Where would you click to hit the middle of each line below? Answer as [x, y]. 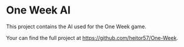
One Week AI [38, 10]
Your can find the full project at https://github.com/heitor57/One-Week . [92, 38]
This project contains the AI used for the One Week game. [76, 26]
